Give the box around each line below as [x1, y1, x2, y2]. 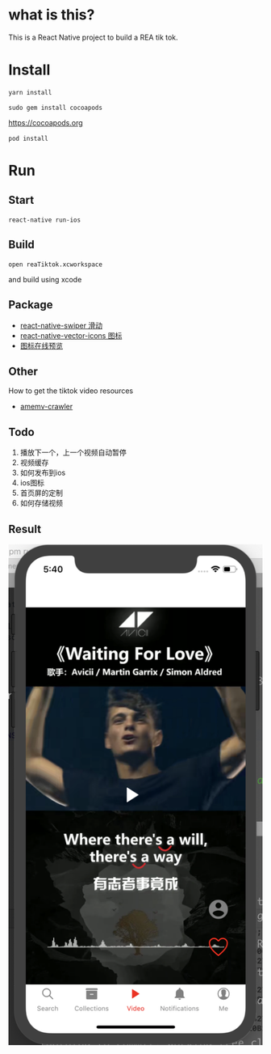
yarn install [8, 88, 52, 96]
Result [8, 522, 42, 535]
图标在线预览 [19, 341, 63, 350]
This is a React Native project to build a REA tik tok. [8, 32, 179, 42]
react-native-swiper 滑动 [19, 320, 103, 330]
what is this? [8, 6, 95, 24]
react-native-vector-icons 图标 [19, 330, 123, 341]
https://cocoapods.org [8, 117, 83, 127]
